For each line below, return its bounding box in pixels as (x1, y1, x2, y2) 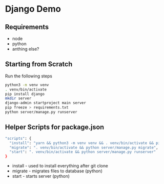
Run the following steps (5, 73, 53, 79)
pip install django (5, 92, 45, 96)
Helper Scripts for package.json (5, 123, 104, 131)
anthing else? (12, 46, 40, 52)
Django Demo (5, 3, 61, 15)
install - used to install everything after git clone (12, 163, 108, 169)
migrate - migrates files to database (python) (12, 168, 102, 174)
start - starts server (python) (12, 173, 70, 179)
